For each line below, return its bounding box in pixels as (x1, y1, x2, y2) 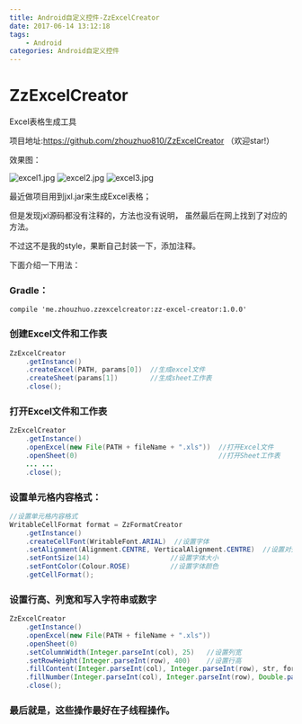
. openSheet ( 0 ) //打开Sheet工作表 (25, 451, 280, 460)
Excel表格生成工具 (9, 116, 77, 127)
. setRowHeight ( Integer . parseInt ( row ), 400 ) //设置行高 (25, 656, 242, 666)
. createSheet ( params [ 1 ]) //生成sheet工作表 (25, 374, 213, 383)
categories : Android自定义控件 (9, 47, 120, 56)
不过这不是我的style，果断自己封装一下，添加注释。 (9, 240, 200, 252)
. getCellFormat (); (25, 570, 94, 579)
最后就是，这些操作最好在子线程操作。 (9, 703, 175, 716)
